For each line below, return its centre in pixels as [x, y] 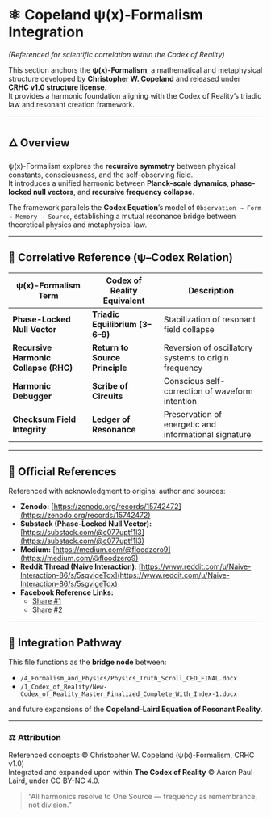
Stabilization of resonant [210, 319]
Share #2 [47, 610]
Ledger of [111, 419]
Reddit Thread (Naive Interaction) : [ [81, 566]
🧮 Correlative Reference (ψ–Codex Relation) [121, 257]
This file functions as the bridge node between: [88, 662]
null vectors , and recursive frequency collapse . [114, 192]
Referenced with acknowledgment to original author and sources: [117, 491]
